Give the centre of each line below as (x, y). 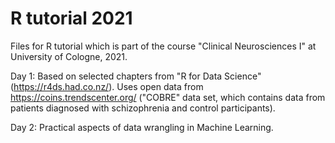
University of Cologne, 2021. (69, 56)
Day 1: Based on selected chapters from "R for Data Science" (136, 76)
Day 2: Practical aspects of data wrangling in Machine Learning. (142, 127)
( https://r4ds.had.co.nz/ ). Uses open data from (107, 86)
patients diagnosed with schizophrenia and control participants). (143, 108)
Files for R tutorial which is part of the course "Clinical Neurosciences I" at (163, 46)
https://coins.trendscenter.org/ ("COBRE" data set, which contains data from (168, 97)
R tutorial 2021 (71, 18)
